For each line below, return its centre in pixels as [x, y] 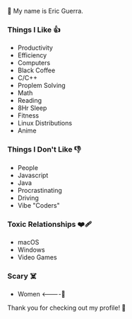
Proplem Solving [41, 86]
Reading [30, 101]
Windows [31, 250]
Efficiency [32, 55]
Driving [28, 198]
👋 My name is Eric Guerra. [45, 11]
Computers [34, 63]
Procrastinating [40, 190]
